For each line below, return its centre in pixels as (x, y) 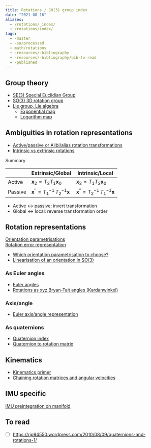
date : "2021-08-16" (26, 15)
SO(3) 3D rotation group (38, 101)
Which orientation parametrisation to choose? (61, 255)
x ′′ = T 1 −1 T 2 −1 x (51, 192)
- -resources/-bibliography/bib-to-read (53, 57)
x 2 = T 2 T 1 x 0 (47, 182)
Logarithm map (36, 117)
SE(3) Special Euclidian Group (44, 95)
